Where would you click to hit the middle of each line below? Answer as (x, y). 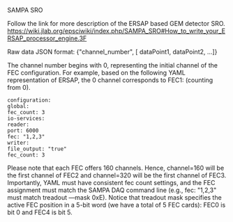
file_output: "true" (37, 149)
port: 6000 (23, 131)
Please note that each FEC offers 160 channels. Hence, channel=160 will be (116, 168)
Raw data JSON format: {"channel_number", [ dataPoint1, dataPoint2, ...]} (112, 52)
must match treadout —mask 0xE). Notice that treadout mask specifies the (114, 197)
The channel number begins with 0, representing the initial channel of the (113, 65)
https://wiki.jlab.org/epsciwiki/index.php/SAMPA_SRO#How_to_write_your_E (116, 31)
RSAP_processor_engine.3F (47, 38)
